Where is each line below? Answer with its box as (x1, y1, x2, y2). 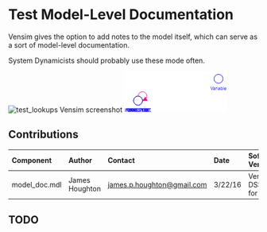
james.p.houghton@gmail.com (107, 180, 207, 189)
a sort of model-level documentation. (8, 40, 130, 49)
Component (11, 155, 52, 164)
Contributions (8, 128, 79, 141)
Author (68, 155, 93, 164)
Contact (107, 155, 135, 164)
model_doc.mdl (11, 180, 62, 189)
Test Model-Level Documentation (8, 6, 234, 24)
